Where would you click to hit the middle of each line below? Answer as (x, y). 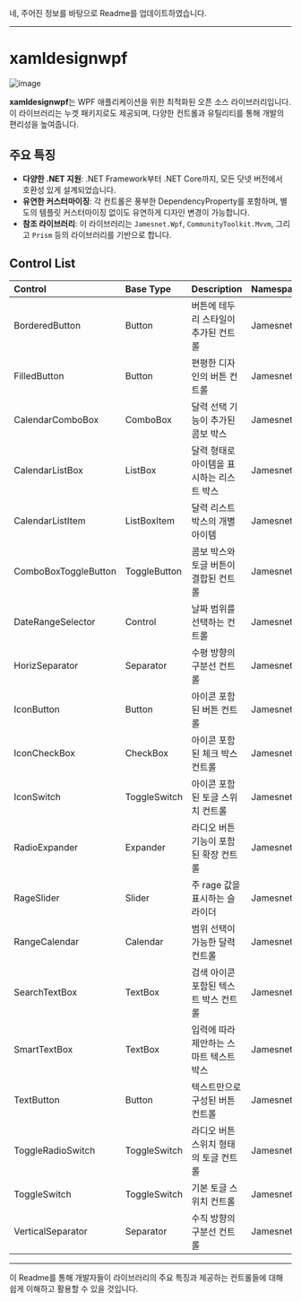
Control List (43, 264)
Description (217, 288)
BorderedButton (47, 325)
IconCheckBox (45, 752)
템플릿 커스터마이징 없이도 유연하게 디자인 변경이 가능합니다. (144, 212)
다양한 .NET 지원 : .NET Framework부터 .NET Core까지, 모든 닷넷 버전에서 (153, 179)
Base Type (148, 288)
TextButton (37, 1100)
